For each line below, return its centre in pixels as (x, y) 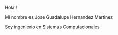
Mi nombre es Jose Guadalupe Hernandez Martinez (59, 17)
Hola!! (11, 7)
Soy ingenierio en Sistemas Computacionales (52, 27)
